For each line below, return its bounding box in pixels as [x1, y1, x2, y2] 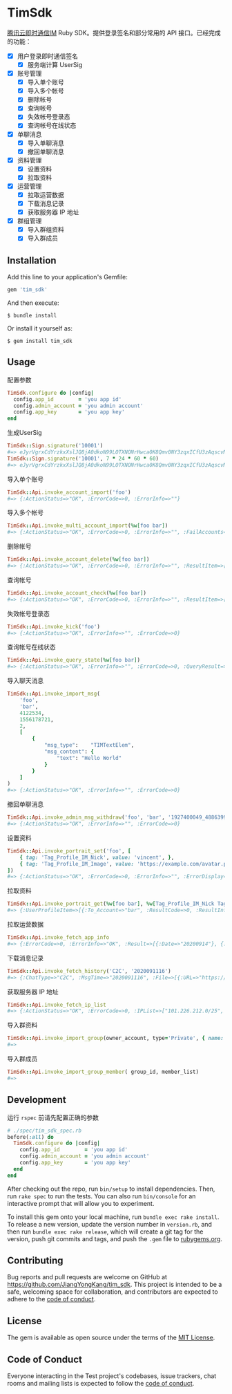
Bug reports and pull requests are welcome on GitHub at [7, 1273, 168, 1281]
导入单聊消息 [27, 138, 64, 147]
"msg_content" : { [43, 748, 95, 755]
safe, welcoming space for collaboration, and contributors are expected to [7, 1288, 219, 1296]
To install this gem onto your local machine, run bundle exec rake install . [7, 1212, 220, 1221]
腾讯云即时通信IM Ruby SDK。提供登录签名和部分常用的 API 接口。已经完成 [7, 28, 221, 37]
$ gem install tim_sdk [7, 337, 72, 344]
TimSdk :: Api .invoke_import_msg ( [7, 690, 100, 698]
